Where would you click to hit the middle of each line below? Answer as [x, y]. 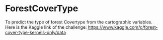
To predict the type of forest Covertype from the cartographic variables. [79, 22]
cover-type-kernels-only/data [36, 32]
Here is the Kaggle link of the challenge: [46, 27]
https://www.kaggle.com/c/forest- [123, 27]
